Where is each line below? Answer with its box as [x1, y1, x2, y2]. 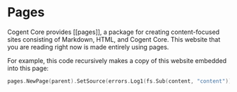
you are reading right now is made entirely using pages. [7, 42, 169, 51]
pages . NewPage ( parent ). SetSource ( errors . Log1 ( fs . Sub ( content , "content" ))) [7, 77, 235, 85]
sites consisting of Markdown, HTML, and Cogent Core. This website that [7, 35, 221, 43]
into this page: [7, 64, 49, 72]
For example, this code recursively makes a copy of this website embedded [7, 56, 227, 64]
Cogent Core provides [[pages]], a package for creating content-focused [7, 28, 220, 36]
